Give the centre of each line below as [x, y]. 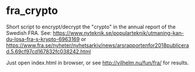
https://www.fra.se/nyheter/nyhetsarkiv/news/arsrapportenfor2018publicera [97, 45]
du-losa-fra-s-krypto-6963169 [43, 39]
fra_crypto [32, 11]
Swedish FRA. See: [29, 33]
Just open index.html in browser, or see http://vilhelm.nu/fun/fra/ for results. [97, 63]
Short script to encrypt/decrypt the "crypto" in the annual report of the [91, 27]
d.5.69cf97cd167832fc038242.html [49, 51]
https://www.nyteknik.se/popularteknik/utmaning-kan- [118, 33]
